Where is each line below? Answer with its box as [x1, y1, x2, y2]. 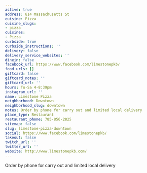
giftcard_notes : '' [5, 76, 45, 81]
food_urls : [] [5, 67, 35, 72]
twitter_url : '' [5, 144, 38, 149]
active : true [5, 7, 32, 12]
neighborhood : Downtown [5, 99, 54, 104]
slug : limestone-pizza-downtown [5, 126, 72, 131]
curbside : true [5, 39, 37, 44]
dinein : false [5, 58, 35, 62]
